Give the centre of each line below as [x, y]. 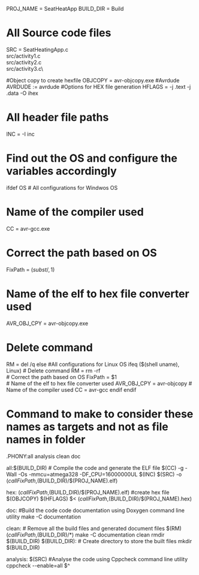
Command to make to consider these [100, 414]
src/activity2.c [24, 62]
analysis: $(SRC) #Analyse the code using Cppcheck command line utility [97, 559]
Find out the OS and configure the [92, 158]
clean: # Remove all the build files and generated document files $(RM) [94, 528]
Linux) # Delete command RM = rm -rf [53, 370]
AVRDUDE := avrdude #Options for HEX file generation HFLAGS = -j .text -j [99, 87]
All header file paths [58, 117]
